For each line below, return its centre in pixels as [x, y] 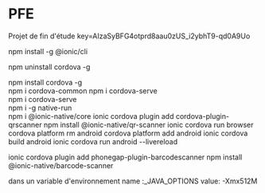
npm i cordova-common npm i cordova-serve [83, 91]
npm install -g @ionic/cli [48, 51]
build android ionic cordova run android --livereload [93, 141]
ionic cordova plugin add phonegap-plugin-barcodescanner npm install [125, 157]
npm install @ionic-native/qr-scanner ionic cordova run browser [148, 124]
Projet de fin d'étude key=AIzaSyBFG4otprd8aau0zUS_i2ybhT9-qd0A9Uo [129, 36]
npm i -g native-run [40, 108]
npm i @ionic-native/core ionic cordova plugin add [91, 116]
